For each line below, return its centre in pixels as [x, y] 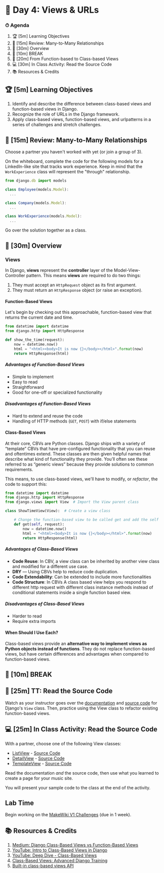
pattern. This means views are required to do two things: [83, 275]
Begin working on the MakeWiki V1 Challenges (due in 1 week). [68, 815]
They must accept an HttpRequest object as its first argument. [74, 285]
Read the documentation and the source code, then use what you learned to [82, 773]
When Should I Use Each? [32, 632]
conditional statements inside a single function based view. [71, 592]
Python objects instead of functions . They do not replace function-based [80, 649]
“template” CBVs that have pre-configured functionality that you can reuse [80, 448]
